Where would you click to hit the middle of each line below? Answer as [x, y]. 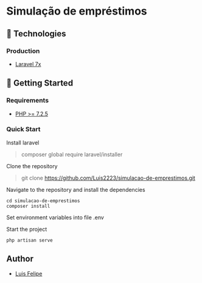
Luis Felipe [29, 273]
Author [20, 259]
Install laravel [23, 142]
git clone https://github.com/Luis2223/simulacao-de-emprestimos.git [108, 178]
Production [23, 51]
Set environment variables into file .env [55, 217]
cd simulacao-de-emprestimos [43, 201]
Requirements [28, 100]
